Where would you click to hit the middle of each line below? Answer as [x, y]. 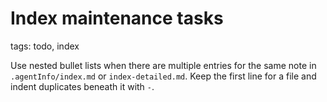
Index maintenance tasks [117, 18]
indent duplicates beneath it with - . [82, 86]
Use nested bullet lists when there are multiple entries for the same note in [163, 65]
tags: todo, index [45, 46]
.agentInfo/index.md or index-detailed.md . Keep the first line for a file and [163, 76]
